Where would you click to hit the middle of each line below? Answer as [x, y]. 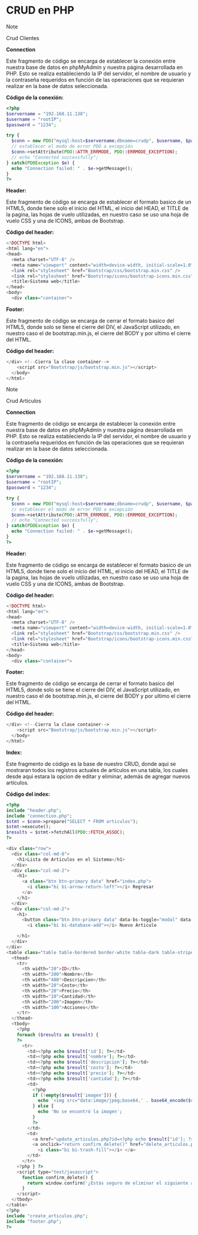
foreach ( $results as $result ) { [58, 1035]
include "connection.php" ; [39, 816]
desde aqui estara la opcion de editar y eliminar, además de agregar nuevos [98, 776]
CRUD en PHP [40, 10]
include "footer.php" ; [34, 1221]
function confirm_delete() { [57, 1177]
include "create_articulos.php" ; [47, 1216]
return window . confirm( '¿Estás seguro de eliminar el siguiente [108, 1183]
